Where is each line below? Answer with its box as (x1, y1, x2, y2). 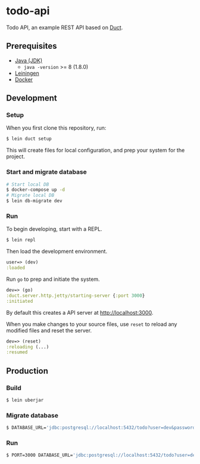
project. (6, 153, 26, 160)
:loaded (6, 265, 26, 271)
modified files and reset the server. (6, 327, 92, 334)
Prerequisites (6, 41, 57, 51)
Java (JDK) (14, 57, 43, 64)
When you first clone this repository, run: (6, 124, 107, 131)
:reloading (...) (6, 344, 49, 350)
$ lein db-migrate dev (6, 198, 62, 204)
